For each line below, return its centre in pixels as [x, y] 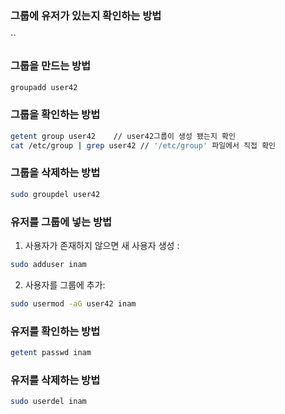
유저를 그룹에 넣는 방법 [61, 222]
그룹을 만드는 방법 [51, 66]
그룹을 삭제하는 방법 [55, 173]
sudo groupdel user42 [55, 194]
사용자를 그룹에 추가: [65, 284]
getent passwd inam [51, 353]
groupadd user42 [44, 87]
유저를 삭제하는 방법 [55, 380]
